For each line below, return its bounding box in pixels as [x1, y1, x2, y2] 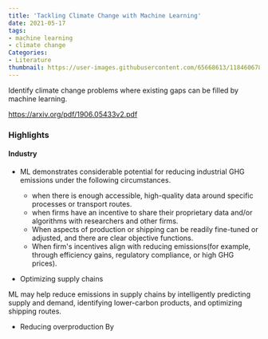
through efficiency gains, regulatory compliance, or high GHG [31, 250, 235, 259]
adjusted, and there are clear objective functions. [31, 233, 194, 242]
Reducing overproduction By [19, 321, 114, 331]
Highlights [8, 129, 49, 140]
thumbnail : [8, 64, 45, 72]
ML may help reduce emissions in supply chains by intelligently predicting [8, 289, 251, 299]
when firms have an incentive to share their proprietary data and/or [31, 207, 253, 217]
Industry [8, 149, 37, 159]
